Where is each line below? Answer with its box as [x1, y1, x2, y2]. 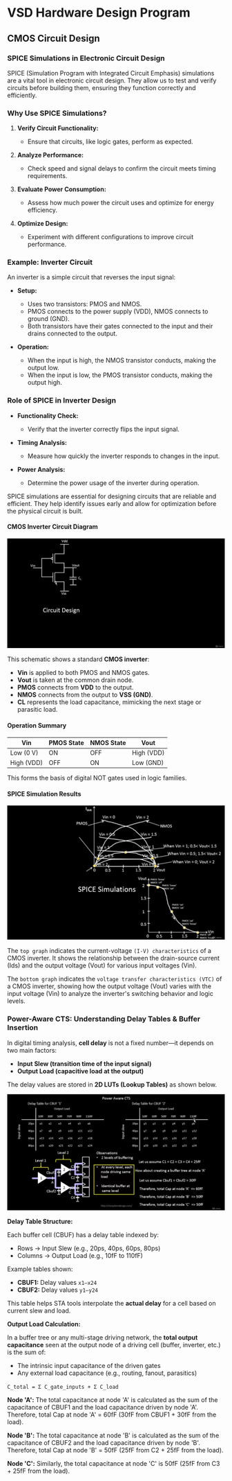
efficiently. [7, 91, 37, 99]
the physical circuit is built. [7, 507, 84, 515]
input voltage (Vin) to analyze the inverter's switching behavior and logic [7, 990, 214, 998]
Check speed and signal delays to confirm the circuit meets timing [27, 164, 216, 173]
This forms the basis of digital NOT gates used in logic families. [7, 774, 187, 782]
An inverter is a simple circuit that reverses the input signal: [7, 273, 176, 281]
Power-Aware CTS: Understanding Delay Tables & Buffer [7, 1014, 201, 1024]
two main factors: [7, 1046, 57, 1054]
